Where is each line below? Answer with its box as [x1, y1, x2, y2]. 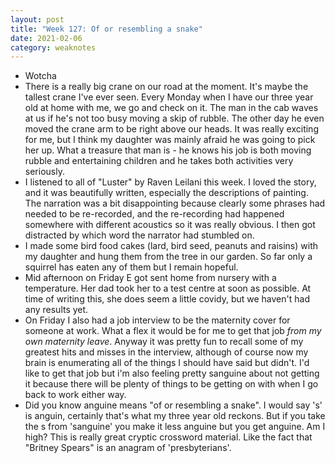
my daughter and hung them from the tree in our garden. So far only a [24, 251, 313, 263]
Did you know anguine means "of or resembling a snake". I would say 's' [24, 399, 323, 411]
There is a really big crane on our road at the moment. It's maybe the [24, 81, 309, 93]
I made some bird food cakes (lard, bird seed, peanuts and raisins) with [24, 240, 318, 252]
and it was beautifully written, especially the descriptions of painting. [24, 187, 309, 199]
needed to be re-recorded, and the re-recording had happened [24, 208, 285, 220]
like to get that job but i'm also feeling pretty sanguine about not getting [24, 367, 320, 380]
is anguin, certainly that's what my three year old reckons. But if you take [24, 410, 326, 422]
